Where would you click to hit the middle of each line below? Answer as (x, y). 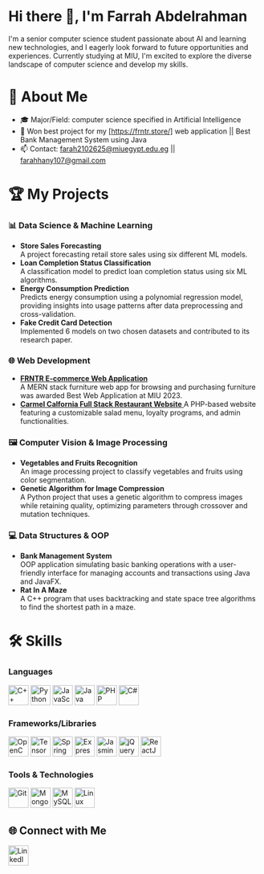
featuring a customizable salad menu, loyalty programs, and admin (130, 412)
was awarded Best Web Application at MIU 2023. (101, 395)
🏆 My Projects (59, 194)
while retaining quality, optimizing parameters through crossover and (134, 505)
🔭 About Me (48, 97)
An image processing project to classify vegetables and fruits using (131, 471)
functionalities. (45, 421)
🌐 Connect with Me (57, 830)
